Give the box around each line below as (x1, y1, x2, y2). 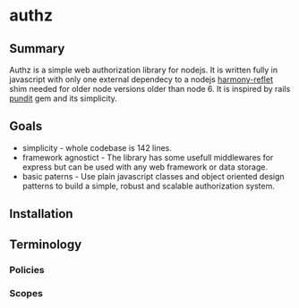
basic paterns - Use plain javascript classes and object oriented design (21, 171, 285, 181)
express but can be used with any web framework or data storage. (21, 162, 269, 172)
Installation (9, 206, 73, 221)
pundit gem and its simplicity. (9, 93, 118, 104)
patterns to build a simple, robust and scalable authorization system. (21, 180, 275, 191)
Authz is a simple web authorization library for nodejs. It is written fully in (9, 64, 278, 75)
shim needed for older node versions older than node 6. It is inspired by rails (9, 84, 291, 94)
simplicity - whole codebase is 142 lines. (21, 142, 172, 153)
